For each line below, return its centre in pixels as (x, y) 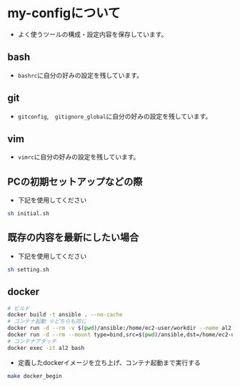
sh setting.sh (29, 269)
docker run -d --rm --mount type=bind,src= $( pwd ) (83, 335)
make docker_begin (35, 376)
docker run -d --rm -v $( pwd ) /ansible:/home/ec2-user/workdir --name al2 (120, 328)
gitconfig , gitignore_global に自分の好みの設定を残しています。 (115, 116)
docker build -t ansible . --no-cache (65, 315)
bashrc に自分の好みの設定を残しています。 (80, 75)
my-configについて (64, 13)
